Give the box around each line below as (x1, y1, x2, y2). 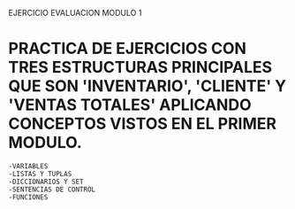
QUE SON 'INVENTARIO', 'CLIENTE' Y (8, 76, 287, 97)
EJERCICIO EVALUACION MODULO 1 (8, 8, 142, 18)
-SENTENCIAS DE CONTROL (8, 185, 96, 194)
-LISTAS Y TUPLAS (8, 169, 72, 178)
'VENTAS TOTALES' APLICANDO (8, 95, 253, 115)
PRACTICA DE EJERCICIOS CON (8, 39, 246, 58)
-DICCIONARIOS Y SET (8, 177, 85, 186)
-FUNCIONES (8, 192, 49, 202)
